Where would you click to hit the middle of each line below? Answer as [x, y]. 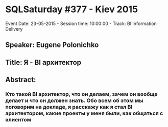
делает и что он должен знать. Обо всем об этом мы [75, 100]
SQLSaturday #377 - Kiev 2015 [72, 9]
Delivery [14, 29]
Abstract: [21, 80]
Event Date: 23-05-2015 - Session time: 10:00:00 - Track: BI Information [81, 23]
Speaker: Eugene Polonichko [52, 45]
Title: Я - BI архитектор [43, 62]
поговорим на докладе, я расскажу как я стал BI [69, 107]
